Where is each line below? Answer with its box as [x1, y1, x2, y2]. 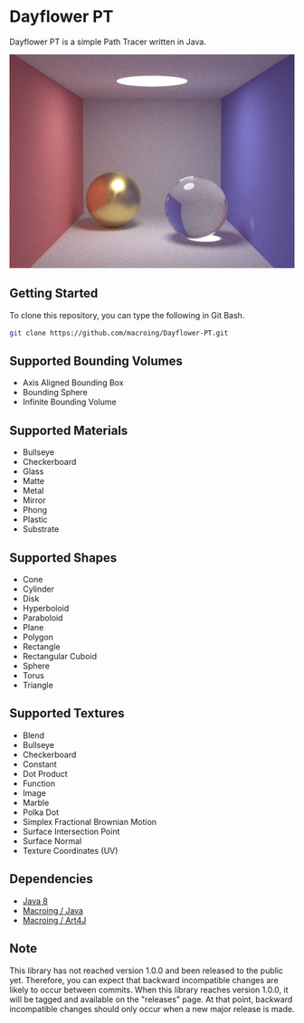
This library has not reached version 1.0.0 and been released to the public [9, 965, 283, 976]
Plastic [22, 514, 48, 526]
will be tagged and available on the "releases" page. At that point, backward [9, 993, 293, 1005]
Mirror [22, 495, 47, 506]
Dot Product [22, 768, 68, 779]
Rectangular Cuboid [22, 651, 98, 662]
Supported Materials [9, 422, 128, 438]
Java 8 [22, 895, 48, 906]
